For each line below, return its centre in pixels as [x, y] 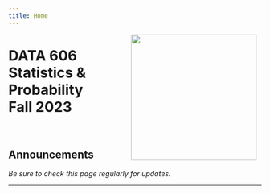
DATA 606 [43, 55]
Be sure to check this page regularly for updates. [90, 174]
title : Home [28, 16]
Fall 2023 [40, 107]
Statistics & [47, 72]
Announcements [51, 154]
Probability [46, 90]
